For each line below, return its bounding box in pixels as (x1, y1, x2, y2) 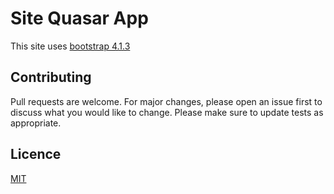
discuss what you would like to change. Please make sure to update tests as (10, 106, 324, 118)
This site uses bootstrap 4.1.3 (10, 40, 131, 52)
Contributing (10, 69, 92, 86)
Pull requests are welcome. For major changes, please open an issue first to (10, 95, 323, 107)
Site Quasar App (10, 7, 149, 30)
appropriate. (10, 117, 62, 129)
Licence (10, 146, 62, 163)
